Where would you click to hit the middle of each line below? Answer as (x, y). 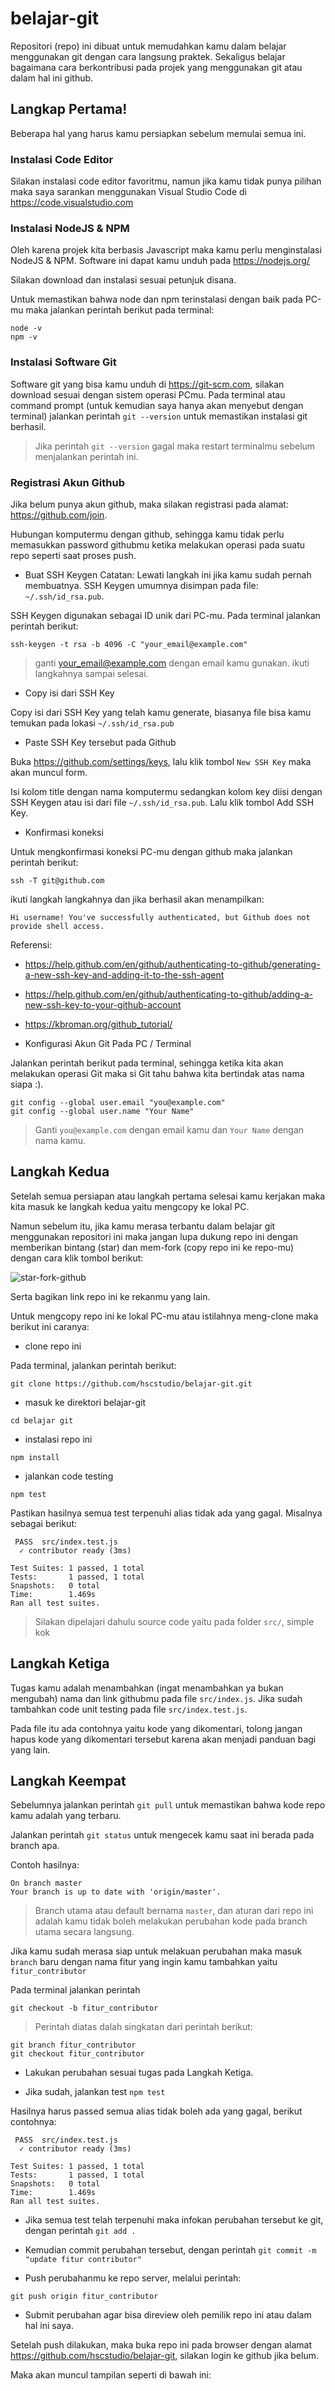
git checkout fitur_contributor (77, 2054)
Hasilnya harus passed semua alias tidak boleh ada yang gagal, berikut (156, 2111)
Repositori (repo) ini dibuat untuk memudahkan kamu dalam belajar (148, 46)
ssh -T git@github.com (57, 880)
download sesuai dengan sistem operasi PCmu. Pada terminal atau (148, 394)
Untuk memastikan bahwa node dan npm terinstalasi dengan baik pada (156, 299)
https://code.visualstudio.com (72, 203)
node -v (26, 328)
